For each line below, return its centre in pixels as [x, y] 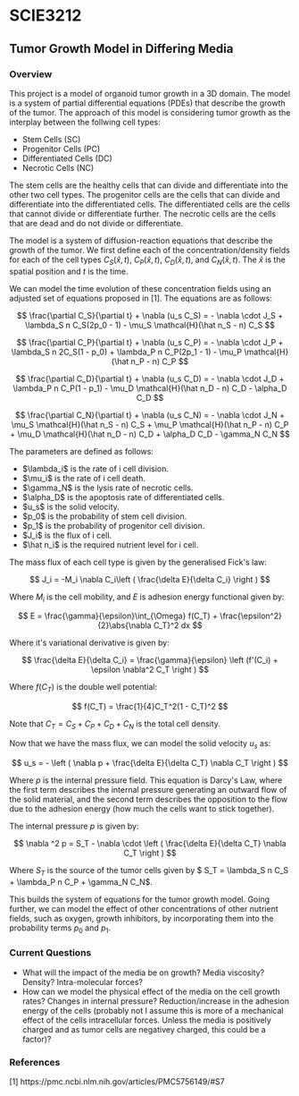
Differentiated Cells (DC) [67, 158]
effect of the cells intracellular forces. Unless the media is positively [147, 1020]
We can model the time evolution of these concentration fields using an [140, 288]
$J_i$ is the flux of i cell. [67, 535]
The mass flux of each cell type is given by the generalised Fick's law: [138, 562]
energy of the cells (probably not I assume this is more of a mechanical [153, 1010]
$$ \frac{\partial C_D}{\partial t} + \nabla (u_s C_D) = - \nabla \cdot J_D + [150, 378]
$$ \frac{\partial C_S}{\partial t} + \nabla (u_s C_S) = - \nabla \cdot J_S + [150, 315]
